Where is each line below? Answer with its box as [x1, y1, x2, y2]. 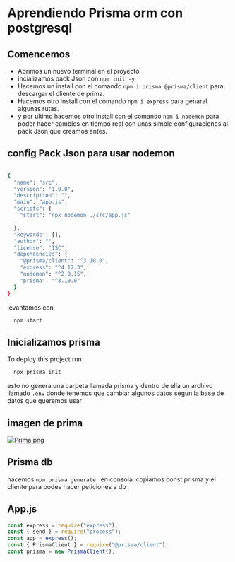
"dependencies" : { [13, 251, 68, 258]
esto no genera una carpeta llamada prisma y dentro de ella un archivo [7, 382, 213, 390]
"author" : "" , [13, 238, 55, 245]
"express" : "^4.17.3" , [20, 264, 87, 271]
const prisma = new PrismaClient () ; [7, 548, 115, 556]
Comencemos [7, 48, 71, 60]
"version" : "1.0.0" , [13, 185, 74, 192]
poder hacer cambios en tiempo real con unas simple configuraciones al [17, 119, 228, 128]
